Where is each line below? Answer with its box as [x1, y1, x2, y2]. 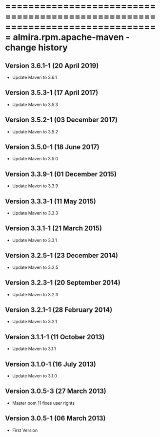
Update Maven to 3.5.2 [12, 129, 59, 134]
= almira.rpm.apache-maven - [5, 32, 130, 43]
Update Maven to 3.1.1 [12, 346, 56, 352]
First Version [12, 427, 38, 433]
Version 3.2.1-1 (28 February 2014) [5, 306, 113, 314]
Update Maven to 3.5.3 [12, 101, 59, 108]
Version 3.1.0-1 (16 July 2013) [5, 360, 96, 368]
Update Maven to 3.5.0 [12, 156, 59, 162]
